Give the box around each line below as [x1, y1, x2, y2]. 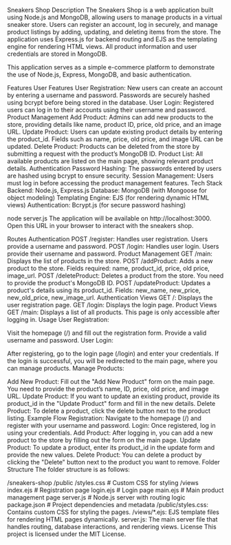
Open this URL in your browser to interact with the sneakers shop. [7, 222, 194, 229]
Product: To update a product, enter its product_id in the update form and [7, 444, 215, 451]
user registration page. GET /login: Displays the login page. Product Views [7, 301, 217, 309]
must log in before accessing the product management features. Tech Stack [7, 179, 223, 187]
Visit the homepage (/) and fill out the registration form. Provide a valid [7, 329, 207, 337]
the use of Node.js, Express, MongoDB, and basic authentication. [7, 70, 192, 79]
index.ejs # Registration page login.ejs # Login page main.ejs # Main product [7, 486, 224, 494]
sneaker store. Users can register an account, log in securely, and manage [7, 21, 218, 28]
